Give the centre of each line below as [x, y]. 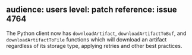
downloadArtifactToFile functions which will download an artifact [86, 39]
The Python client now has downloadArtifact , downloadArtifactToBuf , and [96, 33]
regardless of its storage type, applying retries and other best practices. [94, 46]
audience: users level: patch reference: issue [92, 10]
